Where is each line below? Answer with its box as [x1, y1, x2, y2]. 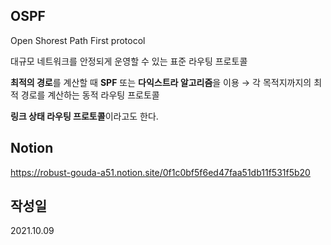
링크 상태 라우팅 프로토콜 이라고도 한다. [10, 110, 159, 122]
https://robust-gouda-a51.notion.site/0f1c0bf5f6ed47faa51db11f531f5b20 [10, 166, 311, 178]
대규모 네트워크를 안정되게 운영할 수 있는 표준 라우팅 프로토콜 [10, 55, 248, 67]
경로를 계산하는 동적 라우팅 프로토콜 [20, 89, 160, 101]
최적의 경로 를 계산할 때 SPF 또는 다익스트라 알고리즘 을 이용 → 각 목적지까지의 [10, 76, 312, 88]
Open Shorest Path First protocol [10, 34, 146, 46]
